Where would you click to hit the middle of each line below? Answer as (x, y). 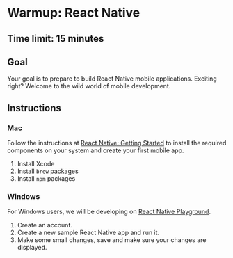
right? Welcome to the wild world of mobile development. (89, 86)
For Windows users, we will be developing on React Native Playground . (109, 212)
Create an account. (45, 225)
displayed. (32, 248)
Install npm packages (46, 179)
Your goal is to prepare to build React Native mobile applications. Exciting (112, 79)
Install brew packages (48, 171)
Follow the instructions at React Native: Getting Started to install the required (117, 143)
